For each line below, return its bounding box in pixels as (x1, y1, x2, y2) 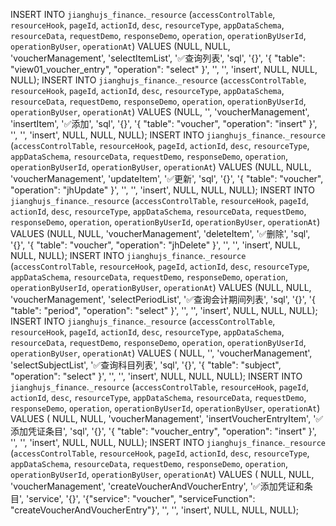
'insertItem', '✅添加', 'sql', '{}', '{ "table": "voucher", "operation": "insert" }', (10, 118, 318, 129)
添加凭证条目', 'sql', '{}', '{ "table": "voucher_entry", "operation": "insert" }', (10, 425, 317, 437)
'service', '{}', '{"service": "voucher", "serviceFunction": (26, 493, 256, 504)
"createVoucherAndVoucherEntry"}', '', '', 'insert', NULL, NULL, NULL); (10, 504, 299, 516)
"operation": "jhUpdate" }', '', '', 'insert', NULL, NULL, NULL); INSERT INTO (10, 184, 316, 196)
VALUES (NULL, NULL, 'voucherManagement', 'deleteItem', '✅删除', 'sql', (10, 228, 311, 239)
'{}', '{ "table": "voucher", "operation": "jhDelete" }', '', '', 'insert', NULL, (10, 239, 301, 251)
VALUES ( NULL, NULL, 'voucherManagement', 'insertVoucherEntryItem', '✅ (10, 413, 324, 424)
